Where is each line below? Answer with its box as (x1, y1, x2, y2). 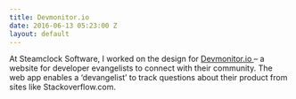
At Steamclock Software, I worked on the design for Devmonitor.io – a (9, 54, 265, 65)
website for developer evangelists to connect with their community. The (9, 63, 274, 73)
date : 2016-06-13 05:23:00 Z (9, 21, 118, 30)
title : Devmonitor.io (9, 12, 90, 22)
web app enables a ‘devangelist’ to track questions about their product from (9, 72, 288, 83)
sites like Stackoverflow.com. (9, 81, 117, 93)
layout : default (9, 29, 70, 38)
